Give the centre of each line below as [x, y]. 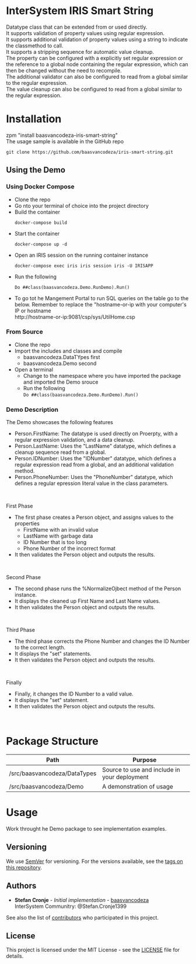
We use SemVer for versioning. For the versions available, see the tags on [94, 861]
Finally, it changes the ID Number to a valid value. [74, 694]
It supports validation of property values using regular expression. [85, 33]
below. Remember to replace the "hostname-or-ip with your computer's [100, 304]
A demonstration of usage [137, 787]
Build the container [37, 212]
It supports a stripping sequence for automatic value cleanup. [80, 51]
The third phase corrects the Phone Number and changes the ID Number [102, 641]
